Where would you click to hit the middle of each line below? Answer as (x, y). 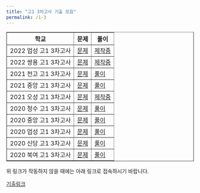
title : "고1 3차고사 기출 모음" (41, 12)
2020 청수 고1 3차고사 (40, 108)
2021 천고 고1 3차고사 (40, 73)
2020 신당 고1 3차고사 (40, 143)
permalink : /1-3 (26, 17)
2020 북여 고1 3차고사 (40, 155)
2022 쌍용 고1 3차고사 (40, 62)
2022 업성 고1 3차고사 (40, 50)
